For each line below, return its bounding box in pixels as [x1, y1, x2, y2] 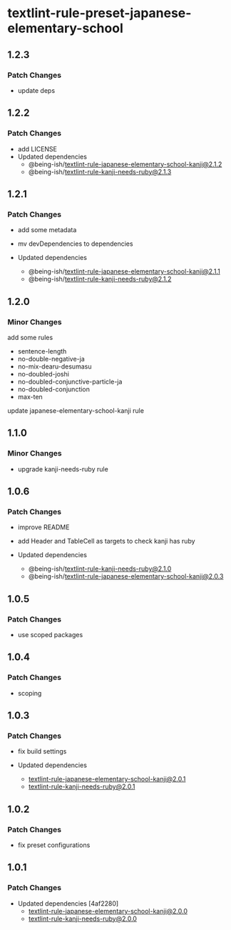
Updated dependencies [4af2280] [17, 899, 119, 908]
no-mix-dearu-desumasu [17, 362, 92, 371]
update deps [17, 86, 56, 94]
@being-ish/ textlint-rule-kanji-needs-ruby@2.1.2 [28, 275, 172, 284]
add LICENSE [17, 144, 58, 153]
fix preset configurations [17, 841, 91, 849]
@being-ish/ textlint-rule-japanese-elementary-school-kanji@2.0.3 [28, 572, 224, 581]
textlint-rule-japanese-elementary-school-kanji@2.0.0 [28, 906, 188, 915]
